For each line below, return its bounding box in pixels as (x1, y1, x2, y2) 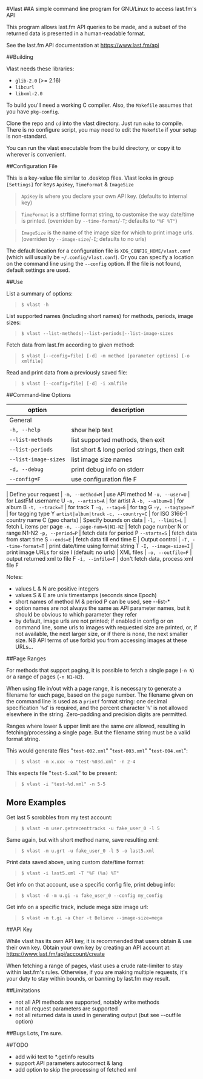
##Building (6, 53, 33, 60)
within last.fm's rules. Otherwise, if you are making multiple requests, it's (6, 968, 188, 976)
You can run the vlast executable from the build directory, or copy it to (6, 144, 181, 151)
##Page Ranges (6, 655, 47, 662)
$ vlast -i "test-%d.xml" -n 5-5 (21, 781, 106, 787)
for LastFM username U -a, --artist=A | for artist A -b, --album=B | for (6, 497, 185, 504)
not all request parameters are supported (15, 1004, 118, 1012)
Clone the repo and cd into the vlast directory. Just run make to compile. (6, 120, 184, 127)
